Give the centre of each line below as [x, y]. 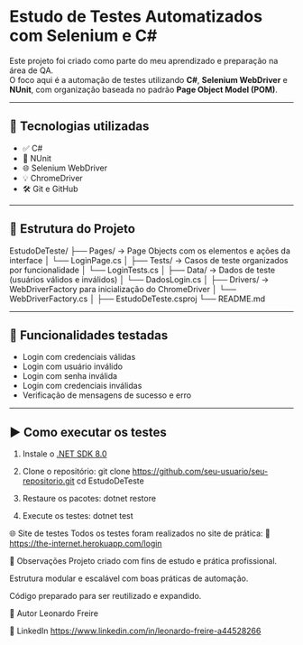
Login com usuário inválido [73, 366]
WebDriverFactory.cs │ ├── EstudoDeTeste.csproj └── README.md [138, 299]
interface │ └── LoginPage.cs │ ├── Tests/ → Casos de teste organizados [149, 260]
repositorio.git [48, 481]
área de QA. [32, 70]
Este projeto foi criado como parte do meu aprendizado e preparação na [144, 60]
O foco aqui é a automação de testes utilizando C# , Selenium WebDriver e [149, 79]
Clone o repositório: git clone [76, 472]
